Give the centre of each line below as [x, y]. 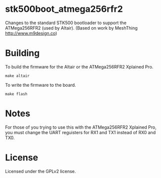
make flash [16, 94]
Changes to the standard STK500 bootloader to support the [66, 23]
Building [22, 53]
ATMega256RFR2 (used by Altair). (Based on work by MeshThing [71, 28]
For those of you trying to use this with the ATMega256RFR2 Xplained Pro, [81, 127]
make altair [17, 76]
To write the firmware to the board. [41, 85]
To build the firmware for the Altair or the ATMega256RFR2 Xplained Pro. [79, 67]
